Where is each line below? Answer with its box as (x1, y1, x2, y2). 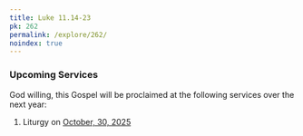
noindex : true (9, 38, 64, 48)
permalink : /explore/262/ (9, 30, 107, 39)
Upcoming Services (9, 69, 98, 82)
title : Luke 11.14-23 (9, 13, 92, 23)
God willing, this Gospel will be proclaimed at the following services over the (9, 89, 295, 100)
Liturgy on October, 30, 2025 (22, 116, 132, 127)
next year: (9, 99, 47, 110)
